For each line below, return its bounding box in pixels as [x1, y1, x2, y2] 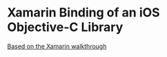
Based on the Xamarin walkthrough [7, 42, 107, 50]
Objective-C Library [7, 19, 124, 35]
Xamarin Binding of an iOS [7, 5, 160, 21]
